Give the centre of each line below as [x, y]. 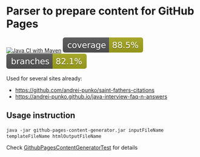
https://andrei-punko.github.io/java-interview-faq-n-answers [91, 96]
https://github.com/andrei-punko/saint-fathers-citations [85, 90]
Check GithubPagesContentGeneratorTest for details [72, 147]
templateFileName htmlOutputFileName [54, 136]
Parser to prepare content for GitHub [100, 11]
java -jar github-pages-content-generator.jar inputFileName [85, 130]
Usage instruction [41, 116]
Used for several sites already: [45, 78]
